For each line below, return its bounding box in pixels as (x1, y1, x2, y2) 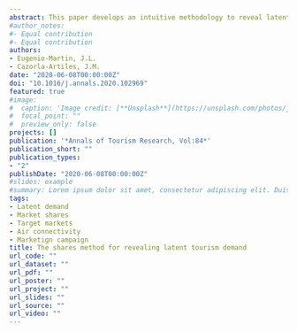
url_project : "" (9, 284, 69, 293)
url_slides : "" (9, 293, 65, 302)
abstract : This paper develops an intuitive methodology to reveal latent (9, 12, 291, 22)
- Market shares (9, 210, 69, 220)
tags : (9, 194, 29, 204)
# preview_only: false (9, 120, 97, 129)
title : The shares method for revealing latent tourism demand (9, 243, 247, 252)
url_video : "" (9, 309, 62, 319)
